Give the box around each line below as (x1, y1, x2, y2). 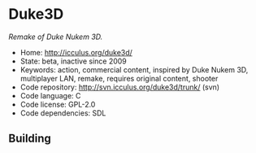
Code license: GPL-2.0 (20, 99, 96, 109)
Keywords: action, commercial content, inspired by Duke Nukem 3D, (20, 64, 249, 74)
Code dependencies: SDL (20, 107, 106, 118)
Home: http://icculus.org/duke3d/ (20, 47, 132, 57)
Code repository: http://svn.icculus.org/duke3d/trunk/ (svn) (20, 82, 220, 92)
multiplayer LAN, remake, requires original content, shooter (20, 73, 219, 83)
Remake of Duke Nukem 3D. (8, 32, 103, 42)
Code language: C (20, 90, 81, 100)
